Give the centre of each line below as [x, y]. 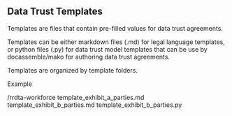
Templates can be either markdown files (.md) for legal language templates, [116, 42]
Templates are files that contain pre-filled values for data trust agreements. [115, 28]
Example [20, 84]
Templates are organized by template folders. [73, 70]
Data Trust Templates [55, 12]
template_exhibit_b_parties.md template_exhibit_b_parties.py [95, 105]
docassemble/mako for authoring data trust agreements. [88, 57]
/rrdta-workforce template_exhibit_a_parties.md [76, 97]
